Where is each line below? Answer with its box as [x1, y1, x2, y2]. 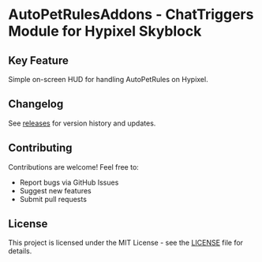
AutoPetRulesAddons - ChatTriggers [8, 6, 254, 24]
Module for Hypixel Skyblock [8, 22, 202, 40]
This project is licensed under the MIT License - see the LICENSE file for [8, 238, 243, 248]
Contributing [8, 141, 73, 155]
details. [8, 246, 32, 256]
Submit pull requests [19, 194, 87, 204]
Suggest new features [19, 185, 92, 195]
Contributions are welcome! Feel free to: [8, 162, 140, 171]
